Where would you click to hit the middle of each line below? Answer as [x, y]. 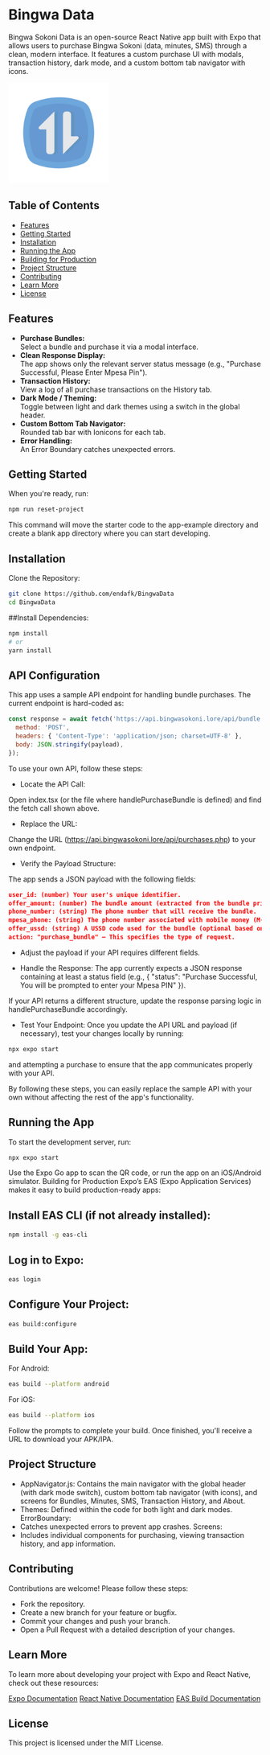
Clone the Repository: [44, 578]
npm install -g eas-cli [48, 1235]
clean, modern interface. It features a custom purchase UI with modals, [126, 54]
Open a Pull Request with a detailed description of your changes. [127, 1630]
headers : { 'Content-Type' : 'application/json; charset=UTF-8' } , [129, 736]
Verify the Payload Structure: [68, 863]
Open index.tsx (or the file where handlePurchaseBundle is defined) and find [135, 799]
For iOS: [22, 1399]
